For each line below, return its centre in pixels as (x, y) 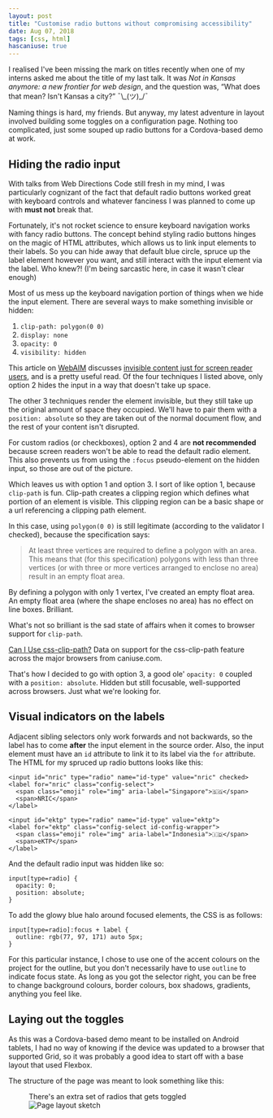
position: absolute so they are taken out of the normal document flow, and (135, 418)
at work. (22, 138)
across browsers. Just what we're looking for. (84, 691)
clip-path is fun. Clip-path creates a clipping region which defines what (129, 492)
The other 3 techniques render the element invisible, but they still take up (131, 400)
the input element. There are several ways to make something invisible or (131, 301)
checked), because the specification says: (79, 535)
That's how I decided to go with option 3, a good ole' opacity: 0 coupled (130, 674)
